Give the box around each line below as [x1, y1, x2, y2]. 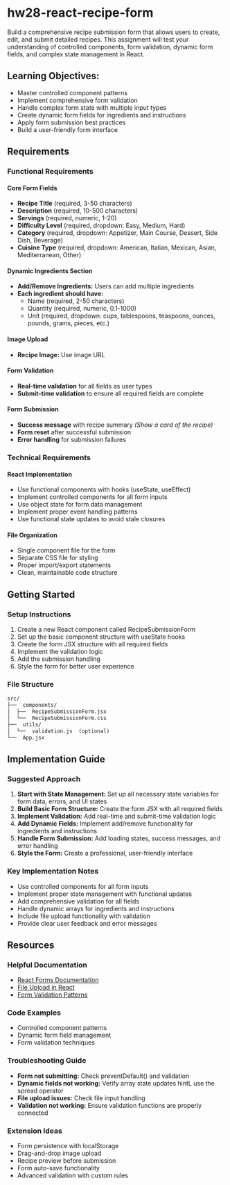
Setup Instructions [7, 610, 71, 619]
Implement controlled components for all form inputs [17, 493, 168, 501]
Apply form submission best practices [17, 118, 126, 126]
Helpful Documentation [7, 960, 88, 970]
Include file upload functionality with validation [17, 912, 151, 920]
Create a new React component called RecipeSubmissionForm [17, 626, 196, 634]
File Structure [7, 680, 54, 689]
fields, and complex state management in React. [7, 50, 145, 58]
